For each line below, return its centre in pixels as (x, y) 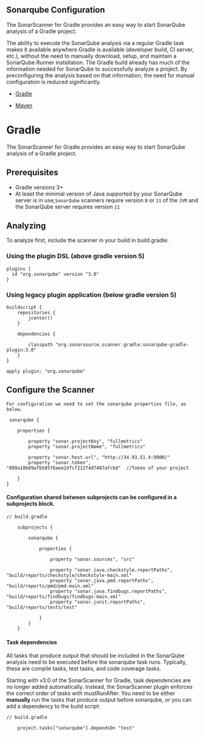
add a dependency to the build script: (53, 707)
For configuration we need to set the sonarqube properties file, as (97, 404)
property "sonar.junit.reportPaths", (98, 602)
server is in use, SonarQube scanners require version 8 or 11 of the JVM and (107, 200)
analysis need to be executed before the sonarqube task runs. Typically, (97, 662)
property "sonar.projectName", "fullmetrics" (87, 446)
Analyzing (26, 226)
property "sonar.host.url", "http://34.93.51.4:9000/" (99, 457)
